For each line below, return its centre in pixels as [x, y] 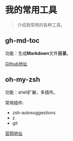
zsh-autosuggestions [34, 112]
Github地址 [16, 64]
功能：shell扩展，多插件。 [32, 92]
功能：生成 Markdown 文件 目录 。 [38, 53]
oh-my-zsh [23, 80]
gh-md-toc [22, 41]
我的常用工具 [31, 10]
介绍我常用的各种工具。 [41, 25]
